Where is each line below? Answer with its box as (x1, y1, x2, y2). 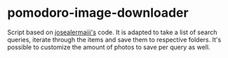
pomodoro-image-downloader (7, 5, 189, 21)
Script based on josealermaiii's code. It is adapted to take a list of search (7, 28, 217, 36)
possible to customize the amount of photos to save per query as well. (7, 43, 210, 51)
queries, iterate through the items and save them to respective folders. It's (7, 35, 222, 43)
